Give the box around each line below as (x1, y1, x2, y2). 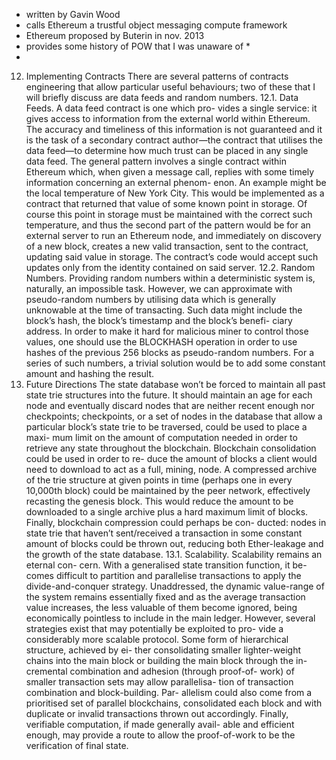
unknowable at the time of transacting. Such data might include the (25, 304, 303, 316)
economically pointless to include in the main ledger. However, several (25, 612, 316, 624)
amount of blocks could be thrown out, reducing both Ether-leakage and (25, 538, 324, 549)
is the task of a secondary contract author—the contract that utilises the (25, 134, 323, 146)
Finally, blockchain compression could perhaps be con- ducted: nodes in (25, 517, 327, 528)
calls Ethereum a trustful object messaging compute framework (25, 19, 288, 31)
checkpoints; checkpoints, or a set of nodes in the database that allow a (25, 410, 323, 422)
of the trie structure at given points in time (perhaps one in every (25, 474, 293, 486)
